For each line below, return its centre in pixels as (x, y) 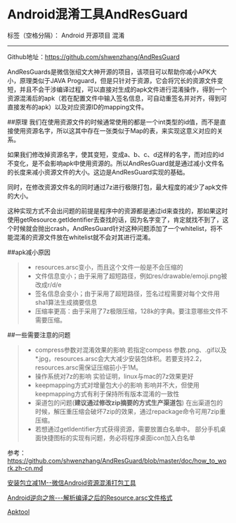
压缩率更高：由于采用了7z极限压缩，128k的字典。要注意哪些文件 (128, 311)
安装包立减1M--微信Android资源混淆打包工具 (72, 482)
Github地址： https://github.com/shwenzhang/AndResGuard (94, 56)
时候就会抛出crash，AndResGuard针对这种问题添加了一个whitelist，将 (115, 228)
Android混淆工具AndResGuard (98, 14)
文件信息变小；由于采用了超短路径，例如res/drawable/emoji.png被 (131, 276)
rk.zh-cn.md (25, 468)
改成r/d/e (48, 284)
